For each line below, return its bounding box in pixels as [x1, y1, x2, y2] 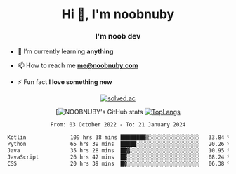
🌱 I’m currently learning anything [17, 47, 114, 55]
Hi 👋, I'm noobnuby [61, 6, 175, 22]
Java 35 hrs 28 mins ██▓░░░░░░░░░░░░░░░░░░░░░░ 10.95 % [7, 147, 231, 154]
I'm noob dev [95, 32, 141, 41]
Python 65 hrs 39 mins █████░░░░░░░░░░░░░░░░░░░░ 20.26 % [7, 140, 231, 148]
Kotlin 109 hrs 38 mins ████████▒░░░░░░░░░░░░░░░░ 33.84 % [7, 134, 231, 141]
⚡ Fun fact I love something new [17, 78, 112, 86]
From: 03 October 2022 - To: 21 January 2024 [50, 121, 186, 128]
